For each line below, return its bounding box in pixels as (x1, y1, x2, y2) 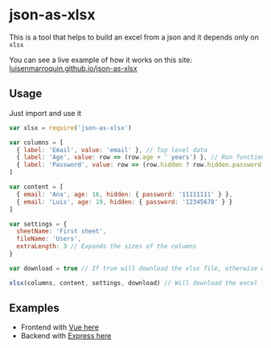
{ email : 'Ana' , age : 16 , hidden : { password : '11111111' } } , (16, 190, 233, 198)
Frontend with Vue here (20, 322, 100, 332)
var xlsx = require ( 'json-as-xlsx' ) (9, 123, 132, 132)
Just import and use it (9, 108, 82, 118)
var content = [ (9, 183, 64, 191)
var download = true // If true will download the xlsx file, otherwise (9, 264, 258, 272)
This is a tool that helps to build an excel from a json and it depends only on (9, 32, 260, 42)
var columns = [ (9, 139, 64, 147)
